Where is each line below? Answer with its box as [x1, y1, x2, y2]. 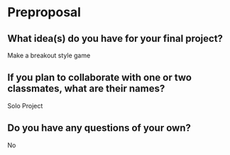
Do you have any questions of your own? [7, 122, 192, 134]
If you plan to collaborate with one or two [7, 71, 192, 84]
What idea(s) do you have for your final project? [7, 33, 224, 45]
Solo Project [7, 101, 43, 110]
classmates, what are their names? [7, 83, 165, 95]
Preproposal [7, 4, 82, 21]
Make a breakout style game [7, 51, 91, 59]
